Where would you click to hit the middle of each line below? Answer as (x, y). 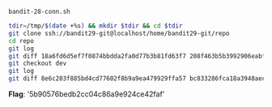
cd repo (21, 41)
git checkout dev (38, 64)
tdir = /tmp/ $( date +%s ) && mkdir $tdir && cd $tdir (96, 26)
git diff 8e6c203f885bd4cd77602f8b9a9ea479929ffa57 (97, 79)
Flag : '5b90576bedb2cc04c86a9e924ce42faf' (87, 94)
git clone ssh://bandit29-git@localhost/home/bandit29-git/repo (119, 33)
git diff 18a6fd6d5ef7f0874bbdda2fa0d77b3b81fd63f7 (97, 56)
